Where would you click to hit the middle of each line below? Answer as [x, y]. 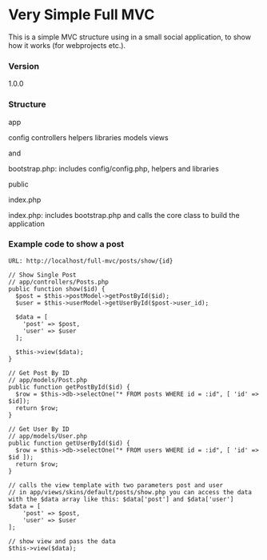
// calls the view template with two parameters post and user [116, 485]
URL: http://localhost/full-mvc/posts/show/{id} [91, 261]
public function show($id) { [57, 289]
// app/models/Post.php [48, 380]
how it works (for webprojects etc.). [67, 45]
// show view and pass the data [62, 541]
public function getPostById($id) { [69, 387]
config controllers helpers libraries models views [89, 137]
